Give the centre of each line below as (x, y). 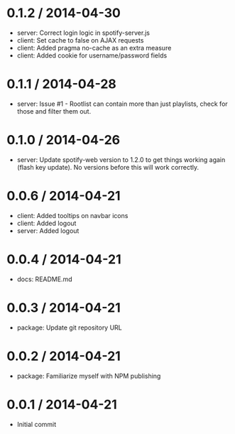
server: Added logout (48, 230)
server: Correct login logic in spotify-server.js (83, 33)
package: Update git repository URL (69, 327)
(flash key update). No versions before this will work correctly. (108, 167)
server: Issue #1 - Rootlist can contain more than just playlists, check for (122, 104)
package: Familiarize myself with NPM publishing (89, 376)
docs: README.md (44, 279)
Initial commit (37, 424)
